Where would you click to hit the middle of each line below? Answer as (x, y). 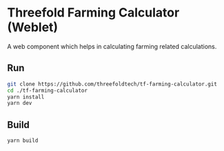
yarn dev (20, 103)
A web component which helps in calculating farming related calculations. (112, 46)
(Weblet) (33, 27)
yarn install (26, 97)
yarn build (23, 141)
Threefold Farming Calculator (93, 13)
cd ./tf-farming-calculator (48, 90)
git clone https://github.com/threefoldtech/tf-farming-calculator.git (112, 84)
